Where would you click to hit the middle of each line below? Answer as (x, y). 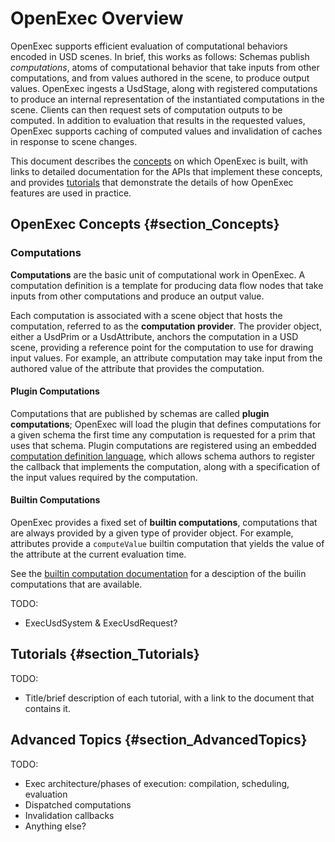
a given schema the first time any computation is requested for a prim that (163, 434)
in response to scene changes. (74, 141)
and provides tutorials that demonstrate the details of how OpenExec (152, 182)
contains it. (47, 708)
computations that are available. (76, 584)
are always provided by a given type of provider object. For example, (152, 533)
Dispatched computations (78, 804)
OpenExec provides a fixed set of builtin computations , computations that (164, 523)
